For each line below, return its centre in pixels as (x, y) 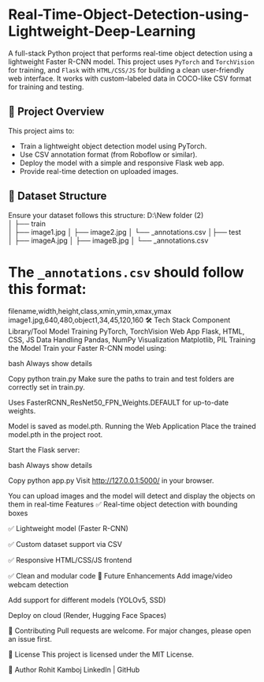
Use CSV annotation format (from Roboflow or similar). (108, 154)
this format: (47, 289)
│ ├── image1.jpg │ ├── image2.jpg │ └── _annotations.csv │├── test (125, 232)
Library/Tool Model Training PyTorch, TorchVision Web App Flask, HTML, (126, 331)
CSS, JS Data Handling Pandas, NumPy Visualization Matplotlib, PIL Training (132, 339)
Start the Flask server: (44, 450)
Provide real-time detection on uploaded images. (99, 171)
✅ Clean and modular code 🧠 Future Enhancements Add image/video (120, 575)
